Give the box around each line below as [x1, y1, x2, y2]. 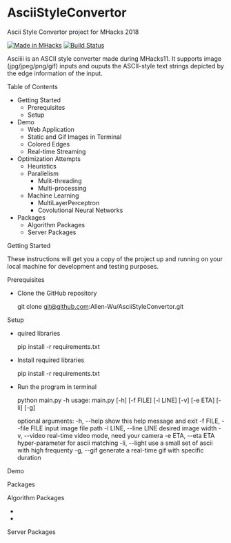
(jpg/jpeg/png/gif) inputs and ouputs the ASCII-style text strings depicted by [7, 61, 224, 70]
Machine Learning [27, 191, 79, 200]
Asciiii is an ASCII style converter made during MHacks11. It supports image [7, 54, 222, 63]
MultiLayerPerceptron [37, 198, 100, 207]
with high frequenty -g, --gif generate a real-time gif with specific [17, 446, 205, 454]
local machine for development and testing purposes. [7, 262, 159, 270]
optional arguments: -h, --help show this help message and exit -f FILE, [17, 417, 221, 425]
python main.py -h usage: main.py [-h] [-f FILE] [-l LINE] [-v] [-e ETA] [17, 396, 215, 404]
